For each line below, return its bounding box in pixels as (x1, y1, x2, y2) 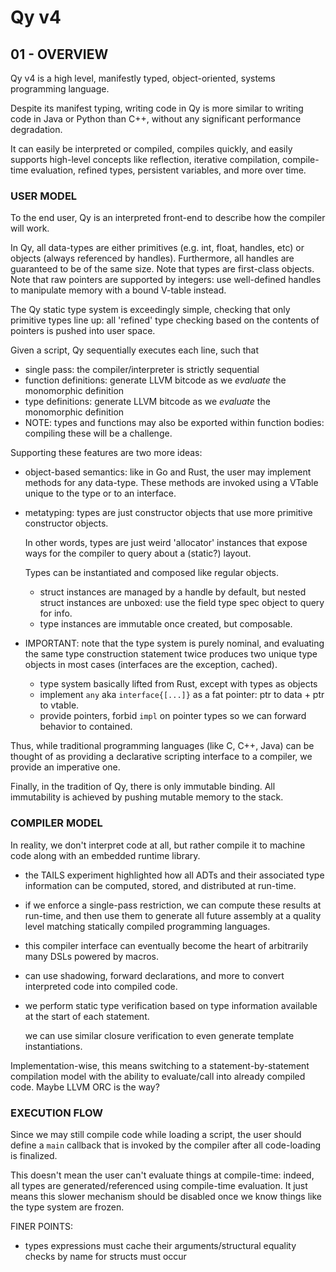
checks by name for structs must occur (24, 1250, 187, 1262)
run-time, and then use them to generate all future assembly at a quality (24, 909, 322, 921)
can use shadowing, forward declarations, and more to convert (24, 969, 285, 981)
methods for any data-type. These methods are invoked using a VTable (24, 477, 319, 489)
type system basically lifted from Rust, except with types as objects (39, 678, 318, 690)
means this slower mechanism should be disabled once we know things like (10, 1190, 322, 1202)
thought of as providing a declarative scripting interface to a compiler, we (10, 751, 313, 763)
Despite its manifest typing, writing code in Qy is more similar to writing (10, 102, 304, 114)
